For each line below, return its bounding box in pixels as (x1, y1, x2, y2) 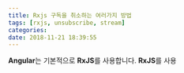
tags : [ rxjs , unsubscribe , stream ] (8, 19, 126, 27)
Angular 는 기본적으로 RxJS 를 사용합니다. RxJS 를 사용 (8, 56, 177, 65)
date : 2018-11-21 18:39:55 (8, 33, 97, 42)
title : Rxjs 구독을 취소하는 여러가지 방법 (8, 11, 132, 20)
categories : (8, 26, 47, 34)
